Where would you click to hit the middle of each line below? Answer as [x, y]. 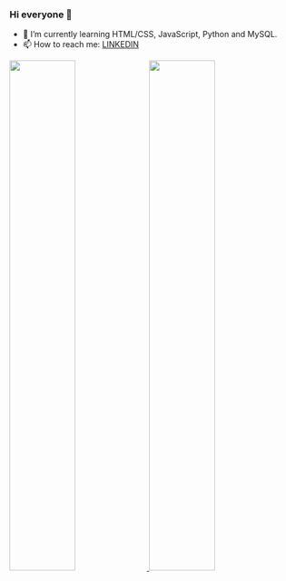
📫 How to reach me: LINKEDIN [80, 44]
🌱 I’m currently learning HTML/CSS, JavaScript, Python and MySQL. [150, 34]
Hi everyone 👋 [41, 15]
